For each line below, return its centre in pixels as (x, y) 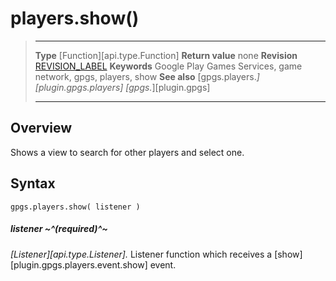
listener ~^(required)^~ (59, 229)
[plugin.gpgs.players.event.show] (79, 264)
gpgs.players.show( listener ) (75, 207)
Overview (41, 128)
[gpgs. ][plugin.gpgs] (168, 87)
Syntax (33, 183)
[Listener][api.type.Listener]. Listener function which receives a (141, 254)
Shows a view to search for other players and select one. (127, 152)
